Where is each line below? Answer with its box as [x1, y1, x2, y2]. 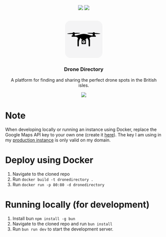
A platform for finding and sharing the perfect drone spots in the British [10, 77, 157, 83]
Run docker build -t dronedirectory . [12, 176, 94, 182]
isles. [78, 82, 89, 89]
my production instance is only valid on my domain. [5, 137, 111, 143]
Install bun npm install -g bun [12, 216, 76, 222]
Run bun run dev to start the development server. [12, 226, 114, 232]
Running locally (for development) [5, 199, 150, 211]
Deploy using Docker [5, 154, 94, 166]
